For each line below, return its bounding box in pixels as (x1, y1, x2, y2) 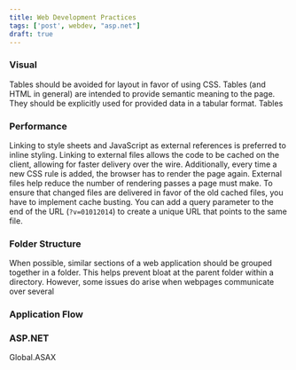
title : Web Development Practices (9, 12, 137, 22)
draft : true (9, 29, 53, 38)
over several (9, 286, 55, 297)
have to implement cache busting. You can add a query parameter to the (9, 196, 274, 207)
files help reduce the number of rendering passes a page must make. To (9, 177, 273, 188)
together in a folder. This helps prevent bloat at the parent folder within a (9, 267, 275, 278)
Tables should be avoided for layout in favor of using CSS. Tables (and (9, 79, 266, 90)
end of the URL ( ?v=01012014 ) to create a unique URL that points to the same (9, 206, 288, 216)
